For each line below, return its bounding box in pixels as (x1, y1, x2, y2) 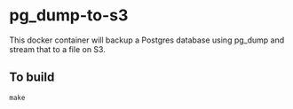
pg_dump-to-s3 (9, 5, 129, 26)
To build (9, 70, 55, 85)
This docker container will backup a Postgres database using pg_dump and (9, 35, 285, 45)
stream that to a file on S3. (9, 43, 107, 54)
